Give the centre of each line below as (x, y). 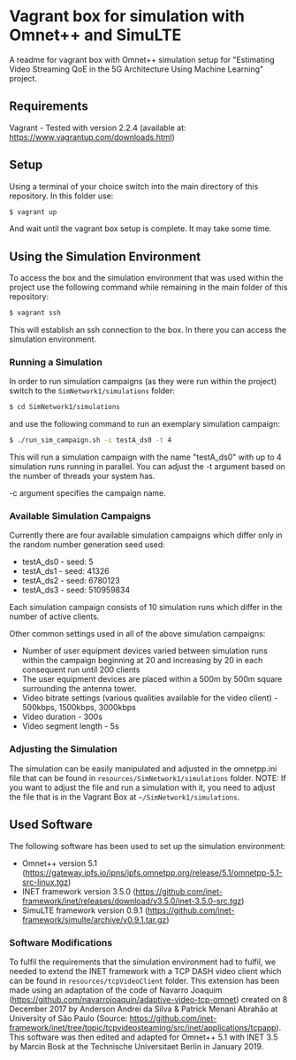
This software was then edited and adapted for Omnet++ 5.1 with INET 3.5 (144, 1037)
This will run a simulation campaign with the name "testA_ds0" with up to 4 (146, 457)
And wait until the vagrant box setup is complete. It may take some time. (140, 228)
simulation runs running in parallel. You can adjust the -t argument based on (147, 467)
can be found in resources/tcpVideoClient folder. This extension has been (144, 980)
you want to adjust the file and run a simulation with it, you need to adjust (142, 787)
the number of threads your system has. (82, 476)
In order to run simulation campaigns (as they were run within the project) (143, 382)
